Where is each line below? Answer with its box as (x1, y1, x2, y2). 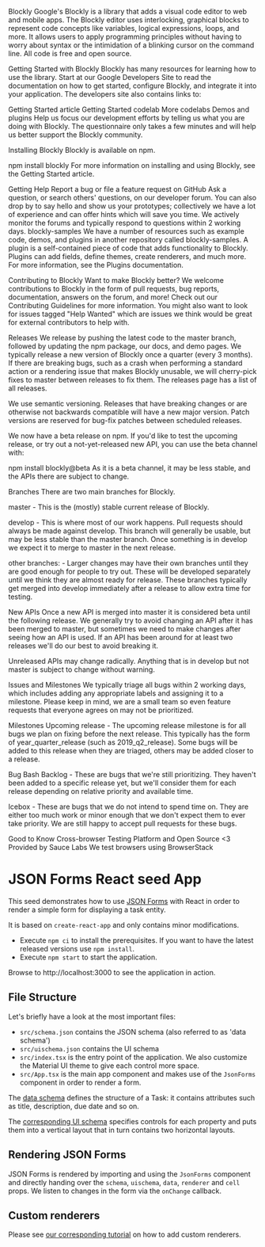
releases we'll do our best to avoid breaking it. (8, 641, 159, 650)
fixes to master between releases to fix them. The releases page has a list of (8, 376, 257, 384)
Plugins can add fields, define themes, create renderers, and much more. (8, 252, 247, 261)
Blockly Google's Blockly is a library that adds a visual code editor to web (8, 7, 248, 16)
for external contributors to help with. (8, 318, 130, 327)
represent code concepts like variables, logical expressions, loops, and (8, 24, 240, 32)
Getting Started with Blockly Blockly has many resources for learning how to (8, 64, 257, 74)
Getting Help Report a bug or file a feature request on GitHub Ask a (8, 185, 227, 193)
